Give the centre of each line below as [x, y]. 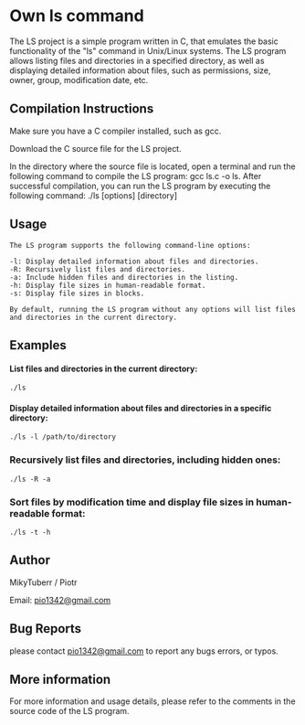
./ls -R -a [30, 479]
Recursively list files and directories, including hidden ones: [145, 460]
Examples [38, 345]
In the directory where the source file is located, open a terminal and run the [152, 166]
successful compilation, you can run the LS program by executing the [140, 186]
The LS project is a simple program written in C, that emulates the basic [144, 41]
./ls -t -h [30, 532]
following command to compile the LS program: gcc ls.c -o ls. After [136, 176]
